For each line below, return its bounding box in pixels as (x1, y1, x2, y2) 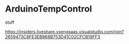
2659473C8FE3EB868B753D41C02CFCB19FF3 (5, 34, 100, 40)
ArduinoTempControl (5, 3, 92, 15)
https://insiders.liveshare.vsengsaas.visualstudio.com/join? (5, 29, 124, 34)
